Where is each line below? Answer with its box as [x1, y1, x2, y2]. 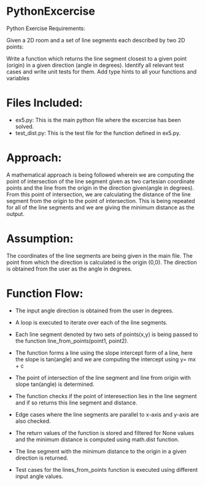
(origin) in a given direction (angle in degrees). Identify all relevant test [6, 61, 184, 69]
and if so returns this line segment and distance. [15, 399, 137, 406]
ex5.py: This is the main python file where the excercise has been [15, 116, 181, 123]
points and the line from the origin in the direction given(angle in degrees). [6, 184, 195, 191]
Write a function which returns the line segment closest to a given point [6, 55, 187, 62]
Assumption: [6, 232, 74, 245]
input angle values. [15, 472, 63, 480]
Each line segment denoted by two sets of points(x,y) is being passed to [15, 330, 198, 338]
